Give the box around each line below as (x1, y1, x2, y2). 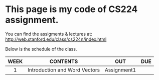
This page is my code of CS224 (5, 4, 138, 15)
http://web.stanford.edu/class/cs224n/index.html (5, 36, 107, 42)
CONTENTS (49, 58, 78, 65)
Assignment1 (104, 66, 136, 73)
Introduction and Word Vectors (27, 66, 100, 73)
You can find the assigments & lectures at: (5, 31, 93, 37)
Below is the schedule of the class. (5, 46, 77, 52)
